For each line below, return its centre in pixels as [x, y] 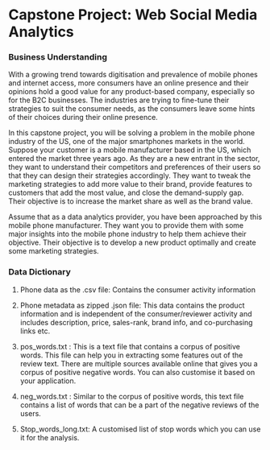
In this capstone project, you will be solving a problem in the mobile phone [132, 133]
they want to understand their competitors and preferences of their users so [135, 167]
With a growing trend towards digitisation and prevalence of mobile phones [133, 75]
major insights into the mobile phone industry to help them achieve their [128, 234]
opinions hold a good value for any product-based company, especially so [132, 92]
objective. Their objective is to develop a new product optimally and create [132, 242]
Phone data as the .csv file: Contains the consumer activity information [138, 289]
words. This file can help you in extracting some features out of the [131, 355]
